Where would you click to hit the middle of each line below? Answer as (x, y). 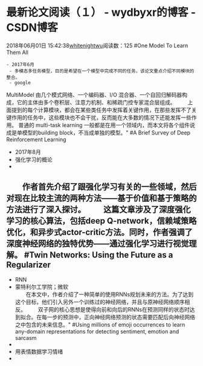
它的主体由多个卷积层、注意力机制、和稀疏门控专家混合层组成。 (96, 102)
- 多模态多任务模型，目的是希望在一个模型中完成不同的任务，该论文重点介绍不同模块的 (101, 71)
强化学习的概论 (34, 159)
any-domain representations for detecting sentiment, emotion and (97, 331)
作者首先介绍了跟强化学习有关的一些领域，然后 (109, 187)
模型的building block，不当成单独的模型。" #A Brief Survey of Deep (106, 132)
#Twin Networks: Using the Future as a (98, 255)
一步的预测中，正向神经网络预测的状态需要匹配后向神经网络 (121, 317)
